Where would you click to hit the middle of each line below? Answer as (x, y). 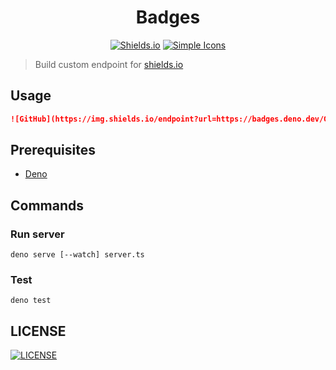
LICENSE (38, 331)
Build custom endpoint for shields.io (109, 64)
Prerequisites (53, 150)
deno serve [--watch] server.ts (77, 255)
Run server (37, 234)
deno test (31, 301)
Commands (47, 205)
